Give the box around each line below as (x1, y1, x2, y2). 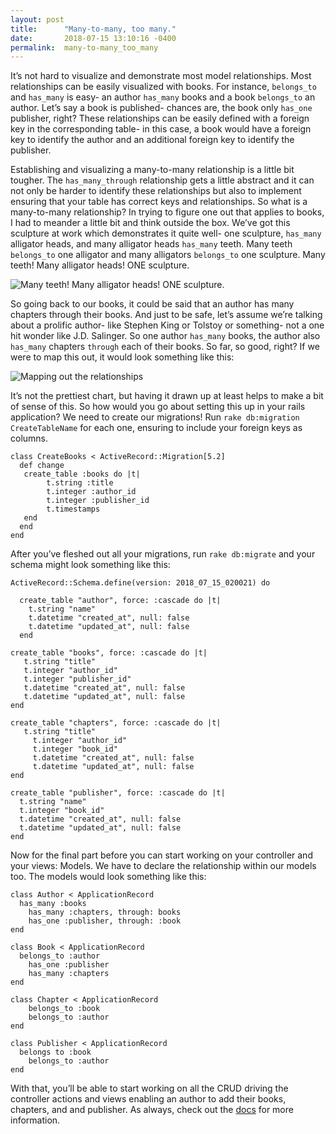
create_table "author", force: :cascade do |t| (19, 596, 222, 606)
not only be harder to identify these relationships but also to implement (10, 185, 302, 197)
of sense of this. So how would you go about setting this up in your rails (10, 401, 306, 413)
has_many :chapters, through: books (28, 907, 182, 918)
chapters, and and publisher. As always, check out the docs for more (10, 1104, 294, 1116)
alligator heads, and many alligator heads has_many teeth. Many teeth (10, 238, 293, 250)
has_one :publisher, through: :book (28, 916, 182, 926)
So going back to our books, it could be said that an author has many (10, 298, 295, 310)
